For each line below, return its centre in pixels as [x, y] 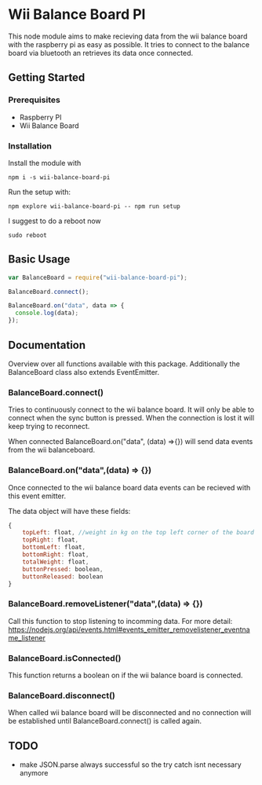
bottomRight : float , [56, 555]
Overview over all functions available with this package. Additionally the [124, 364]
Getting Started [47, 77]
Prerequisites [34, 100]
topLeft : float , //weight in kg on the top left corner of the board [138, 533]
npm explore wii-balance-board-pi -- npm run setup [94, 206]
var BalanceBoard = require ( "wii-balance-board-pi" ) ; [98, 277]
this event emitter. [37, 496]
